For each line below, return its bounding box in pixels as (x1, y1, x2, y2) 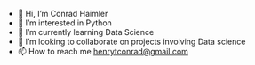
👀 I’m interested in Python (17, 18, 113, 28)
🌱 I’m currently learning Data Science (17, 27, 155, 37)
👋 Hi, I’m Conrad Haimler (17, 9, 108, 18)
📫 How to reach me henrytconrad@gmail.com (17, 47, 189, 56)
